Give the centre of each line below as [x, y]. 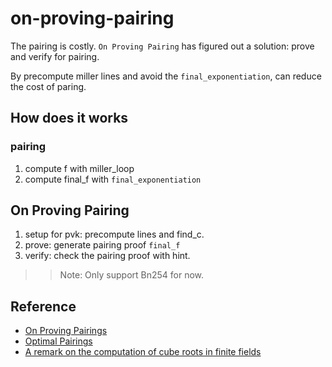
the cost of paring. [48, 86]
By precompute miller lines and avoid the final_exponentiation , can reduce [166, 76]
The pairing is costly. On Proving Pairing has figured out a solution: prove [162, 46]
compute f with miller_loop [79, 168]
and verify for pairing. [55, 56]
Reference [43, 306]
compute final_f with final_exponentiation [113, 179]
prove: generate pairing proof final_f [102, 245]
